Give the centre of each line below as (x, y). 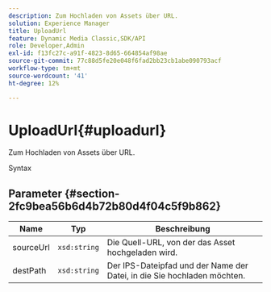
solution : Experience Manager (59, 23)
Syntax (20, 168)
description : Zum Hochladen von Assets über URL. (94, 16)
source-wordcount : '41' (48, 76)
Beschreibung (183, 229)
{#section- (92, 193)
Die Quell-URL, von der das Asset (171, 243)
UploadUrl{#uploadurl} (88, 130)
